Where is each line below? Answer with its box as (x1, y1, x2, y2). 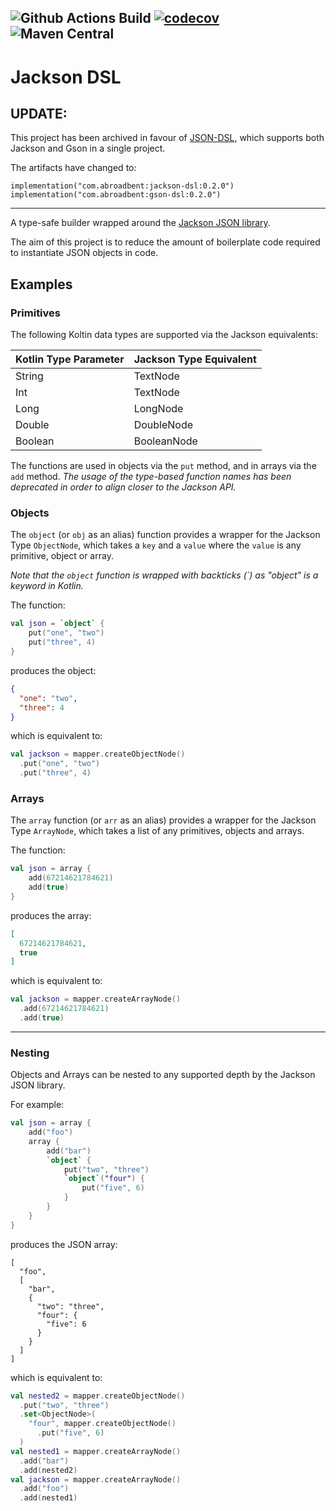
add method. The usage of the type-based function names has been (10, 471, 292, 483)
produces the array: (10, 909, 92, 921)
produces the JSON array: (10, 1238, 118, 1250)
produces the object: (10, 664, 97, 676)
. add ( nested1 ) (19, 1493, 78, 1503)
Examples (10, 276, 73, 293)
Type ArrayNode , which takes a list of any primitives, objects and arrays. (10, 825, 305, 837)
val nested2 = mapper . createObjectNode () (10, 1391, 186, 1401)
